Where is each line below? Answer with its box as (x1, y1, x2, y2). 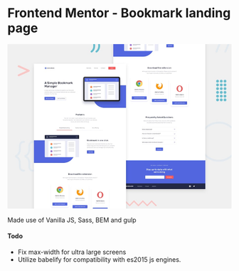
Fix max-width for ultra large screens (17, 248, 127, 256)
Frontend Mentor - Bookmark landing (7, 5, 231, 21)
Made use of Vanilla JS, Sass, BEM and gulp (7, 216, 137, 224)
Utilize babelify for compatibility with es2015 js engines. (17, 255, 181, 264)
